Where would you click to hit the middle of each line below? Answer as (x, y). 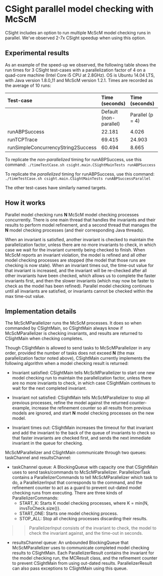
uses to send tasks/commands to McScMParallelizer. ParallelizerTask (81, 472)
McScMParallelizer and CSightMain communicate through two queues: (76, 453)
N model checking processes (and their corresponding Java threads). (75, 230)
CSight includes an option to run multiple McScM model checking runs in (78, 33)
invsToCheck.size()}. (40, 509)
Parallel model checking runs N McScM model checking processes (72, 214)
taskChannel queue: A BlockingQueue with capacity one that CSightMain (85, 467)
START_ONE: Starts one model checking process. (69, 513)
